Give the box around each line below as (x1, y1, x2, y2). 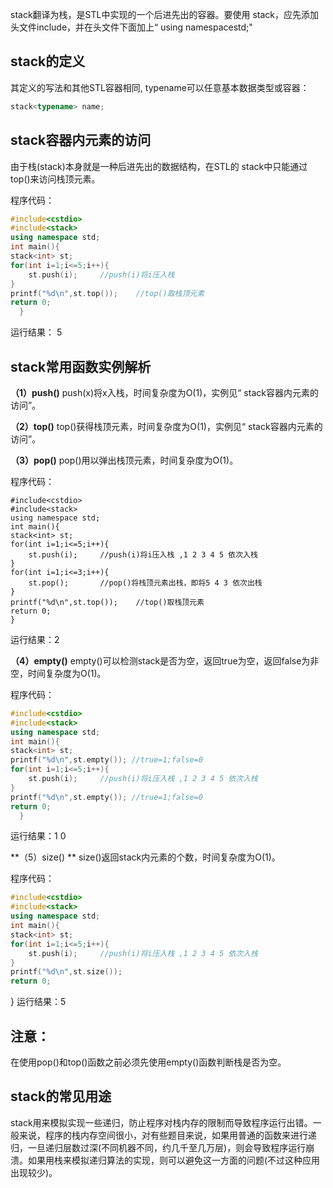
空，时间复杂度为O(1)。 (10, 667, 107, 679)
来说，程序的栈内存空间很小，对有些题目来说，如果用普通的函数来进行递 (18, 1129, 317, 1141)
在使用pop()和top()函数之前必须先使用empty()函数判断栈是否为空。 (10, 1056, 287, 1068)
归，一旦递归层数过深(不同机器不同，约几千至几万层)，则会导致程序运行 (10, 1141, 307, 1153)
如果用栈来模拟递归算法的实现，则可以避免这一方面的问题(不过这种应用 (27, 1154, 321, 1166)
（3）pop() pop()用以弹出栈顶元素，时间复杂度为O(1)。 (10, 454, 239, 466)
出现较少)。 (10, 1166, 58, 1178)
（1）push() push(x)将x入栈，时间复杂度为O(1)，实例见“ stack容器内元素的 (10, 386, 319, 398)
